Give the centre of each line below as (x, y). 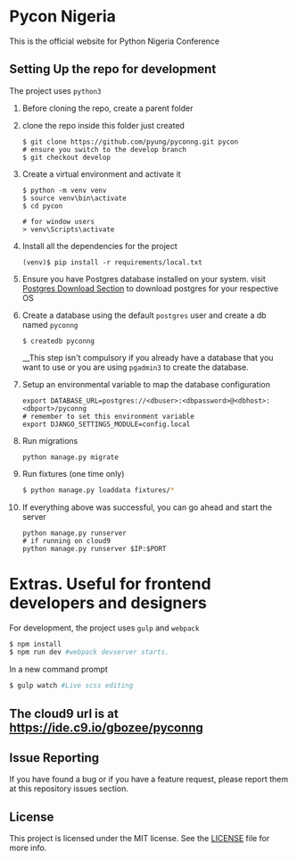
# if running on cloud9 (66, 541)
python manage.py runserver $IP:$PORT (94, 548)
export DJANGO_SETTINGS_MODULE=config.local (106, 424)
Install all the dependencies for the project (100, 246)
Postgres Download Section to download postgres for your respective (150, 288)
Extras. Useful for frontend (110, 584)
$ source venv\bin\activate (74, 198)
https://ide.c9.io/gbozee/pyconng (106, 727)
